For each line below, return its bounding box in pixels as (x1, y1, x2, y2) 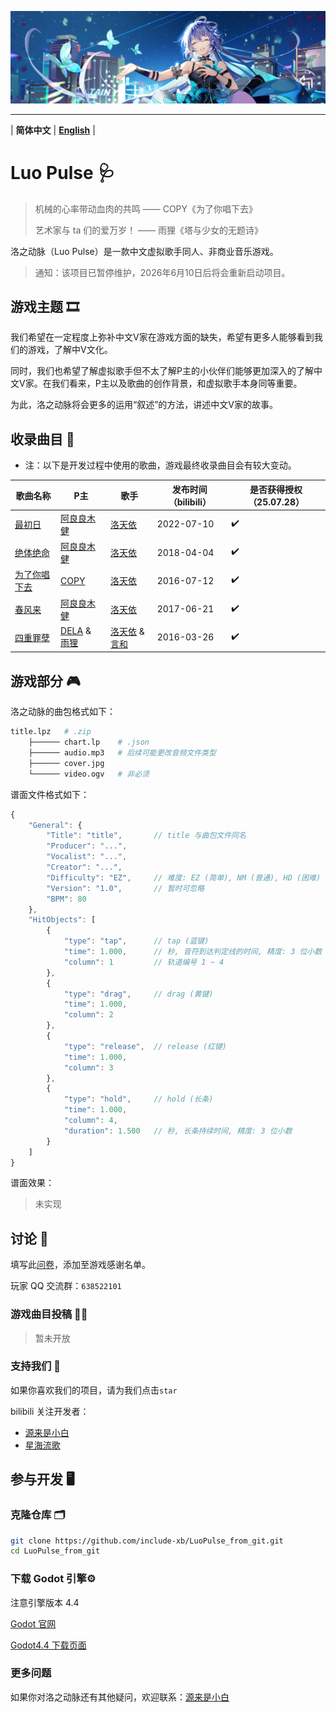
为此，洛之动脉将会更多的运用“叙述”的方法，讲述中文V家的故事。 (10, 399, 278, 411)
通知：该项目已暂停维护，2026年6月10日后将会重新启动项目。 (34, 266, 291, 278)
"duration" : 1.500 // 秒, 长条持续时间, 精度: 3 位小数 (63, 1126, 293, 1136)
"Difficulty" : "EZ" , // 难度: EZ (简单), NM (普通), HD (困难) (46, 872, 322, 883)
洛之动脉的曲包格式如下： (10, 706, 116, 718)
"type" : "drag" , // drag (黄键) (63, 989, 214, 999)
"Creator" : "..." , (46, 862, 123, 873)
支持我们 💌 (10, 1359, 62, 1373)
